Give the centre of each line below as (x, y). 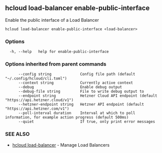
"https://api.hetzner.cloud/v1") (39, 100)
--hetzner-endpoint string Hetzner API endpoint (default (81, 105)
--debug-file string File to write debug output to (81, 92)
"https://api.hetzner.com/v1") (37, 109)
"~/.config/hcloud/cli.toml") (36, 78)
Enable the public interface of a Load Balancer (52, 20)
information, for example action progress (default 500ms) (67, 117)
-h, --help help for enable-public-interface (59, 52)
